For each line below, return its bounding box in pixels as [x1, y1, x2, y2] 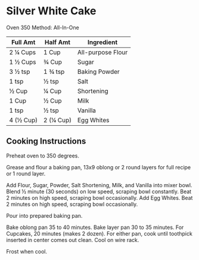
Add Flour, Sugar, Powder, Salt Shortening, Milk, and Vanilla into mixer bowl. [6, 181, 192, 188]
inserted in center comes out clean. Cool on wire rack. [6, 236, 139, 243]
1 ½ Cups [9, 58, 36, 66]
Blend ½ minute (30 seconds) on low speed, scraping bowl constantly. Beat [6, 188, 192, 195]
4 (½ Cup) [9, 116, 38, 124]
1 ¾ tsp [43, 67, 65, 76]
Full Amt [11, 38, 36, 46]
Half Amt [44, 38, 70, 46]
